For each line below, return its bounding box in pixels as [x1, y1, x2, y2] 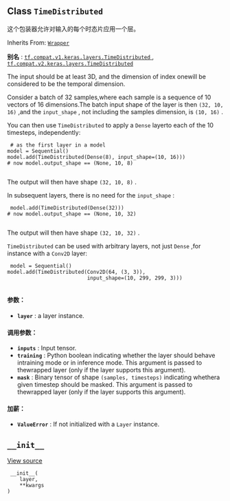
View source [7, 457, 43, 465]
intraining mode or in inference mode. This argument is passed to [16, 359, 203, 367]
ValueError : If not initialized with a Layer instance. [16, 420, 160, 429]
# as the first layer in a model [10, 141, 106, 149]
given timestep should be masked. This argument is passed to [16, 381, 193, 389]
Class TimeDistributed [7, 6, 104, 17]
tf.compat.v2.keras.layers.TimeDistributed [7, 60, 134, 67]
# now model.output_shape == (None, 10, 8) [7, 160, 134, 167]
